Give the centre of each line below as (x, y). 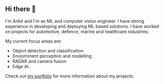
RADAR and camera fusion (39, 61)
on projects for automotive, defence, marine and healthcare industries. (77, 31)
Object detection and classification (48, 50)
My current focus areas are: (33, 41)
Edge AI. (21, 66)
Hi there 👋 (21, 9)
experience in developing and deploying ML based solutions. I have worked (82, 26)
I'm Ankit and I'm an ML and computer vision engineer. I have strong (75, 21)
